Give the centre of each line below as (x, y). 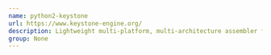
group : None (28, 38)
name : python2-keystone (48, 16)
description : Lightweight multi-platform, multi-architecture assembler (133, 31)
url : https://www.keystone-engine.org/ (75, 23)
